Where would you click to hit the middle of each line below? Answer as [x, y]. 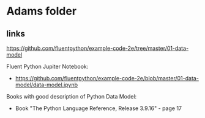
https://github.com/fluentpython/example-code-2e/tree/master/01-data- [98, 48]
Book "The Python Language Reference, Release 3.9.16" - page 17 [99, 108]
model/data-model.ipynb [47, 85]
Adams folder [42, 11]
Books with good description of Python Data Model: [72, 96]
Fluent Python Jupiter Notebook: [47, 66]
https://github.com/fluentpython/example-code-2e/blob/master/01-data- [107, 78]
